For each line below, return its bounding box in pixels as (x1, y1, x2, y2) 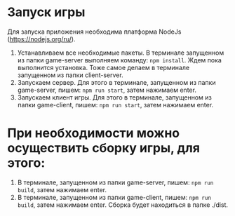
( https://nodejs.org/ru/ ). (7, 34, 76, 43)
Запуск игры (7, 4, 86, 20)
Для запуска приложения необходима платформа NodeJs (7, 27, 182, 36)
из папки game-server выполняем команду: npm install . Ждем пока (17, 55, 222, 64)
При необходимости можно (7, 126, 180, 141)
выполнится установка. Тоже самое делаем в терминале (17, 63, 190, 72)
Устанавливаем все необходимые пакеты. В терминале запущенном (17, 48, 224, 57)
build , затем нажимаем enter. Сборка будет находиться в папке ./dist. (17, 201, 229, 209)
